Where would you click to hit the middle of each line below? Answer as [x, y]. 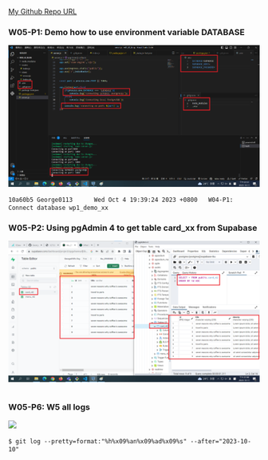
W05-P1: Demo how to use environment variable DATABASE [126, 32]
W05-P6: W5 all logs [49, 407]
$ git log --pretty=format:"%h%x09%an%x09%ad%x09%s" [98, 441]
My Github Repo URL [43, 12]
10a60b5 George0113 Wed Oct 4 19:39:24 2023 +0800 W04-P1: [121, 200]
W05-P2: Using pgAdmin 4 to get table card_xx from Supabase [133, 228]
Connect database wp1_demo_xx [59, 208]
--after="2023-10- [221, 441]
